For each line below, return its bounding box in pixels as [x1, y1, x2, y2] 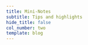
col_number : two [6, 25, 46, 31]
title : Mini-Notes [6, 8, 51, 15]
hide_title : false [6, 19, 51, 25]
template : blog [6, 30, 43, 36]
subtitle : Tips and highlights [6, 14, 83, 20]
